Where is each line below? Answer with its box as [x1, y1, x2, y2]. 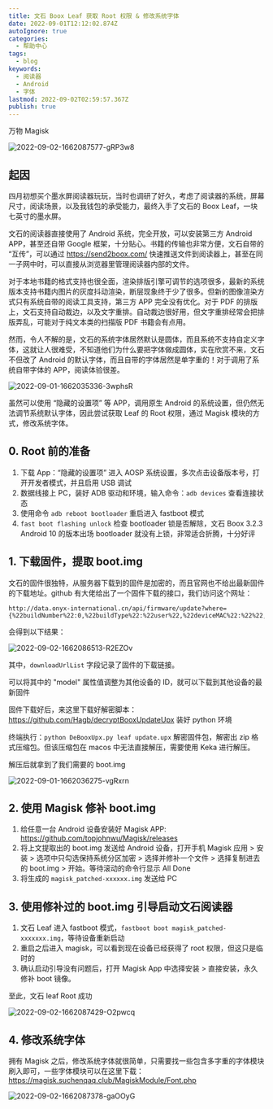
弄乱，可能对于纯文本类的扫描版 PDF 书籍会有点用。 [15, 317, 191, 326]
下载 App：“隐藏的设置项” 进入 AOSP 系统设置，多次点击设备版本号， [19, 467, 253, 477]
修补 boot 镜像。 [19, 974, 76, 984]
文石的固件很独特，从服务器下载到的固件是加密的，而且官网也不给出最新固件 [8, 578, 265, 587]
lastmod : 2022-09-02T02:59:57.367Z [8, 95, 129, 103]
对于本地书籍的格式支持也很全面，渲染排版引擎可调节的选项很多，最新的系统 [8, 276, 265, 286]
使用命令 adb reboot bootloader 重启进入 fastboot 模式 [19, 508, 205, 517]
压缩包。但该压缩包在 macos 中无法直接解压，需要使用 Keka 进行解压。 [15, 742, 255, 752]
